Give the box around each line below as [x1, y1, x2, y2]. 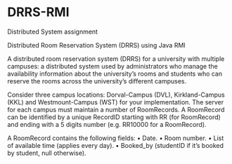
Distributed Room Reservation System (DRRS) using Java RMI [7, 41, 186, 49]
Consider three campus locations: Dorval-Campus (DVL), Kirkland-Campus [7, 90, 225, 99]
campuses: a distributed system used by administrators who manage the [7, 62, 218, 70]
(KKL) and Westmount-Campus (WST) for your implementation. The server [7, 97, 224, 106]
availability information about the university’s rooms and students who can [7, 69, 223, 78]
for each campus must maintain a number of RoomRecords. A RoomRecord [7, 105, 225, 114]
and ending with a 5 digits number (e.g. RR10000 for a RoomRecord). [7, 120, 207, 128]
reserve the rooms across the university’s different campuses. [7, 76, 187, 85]
